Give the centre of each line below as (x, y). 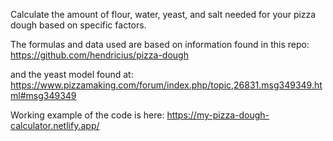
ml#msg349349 (43, 95)
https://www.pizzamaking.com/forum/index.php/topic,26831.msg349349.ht (166, 85)
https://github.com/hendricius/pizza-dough (99, 55)
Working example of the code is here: (87, 115)
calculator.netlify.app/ (55, 125)
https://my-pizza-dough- (218, 115)
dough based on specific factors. (78, 25)
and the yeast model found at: (72, 74)
